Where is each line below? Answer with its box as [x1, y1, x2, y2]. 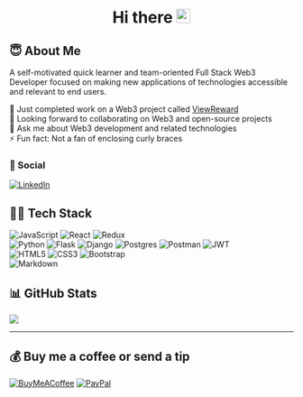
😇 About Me [9, 43, 81, 59]
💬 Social [9, 159, 46, 171]
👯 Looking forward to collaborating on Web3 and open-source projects [9, 114, 272, 124]
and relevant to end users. [9, 87, 106, 97]
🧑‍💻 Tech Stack [9, 206, 93, 221]
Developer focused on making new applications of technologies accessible [9, 77, 289, 88]
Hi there [112, 7, 173, 28]
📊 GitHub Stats [9, 285, 97, 300]
